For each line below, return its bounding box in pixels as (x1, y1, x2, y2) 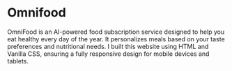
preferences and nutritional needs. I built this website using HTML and (7, 42, 209, 50)
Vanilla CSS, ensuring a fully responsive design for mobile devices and (7, 50, 210, 58)
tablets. (7, 57, 29, 65)
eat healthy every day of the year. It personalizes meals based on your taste (7, 34, 225, 43)
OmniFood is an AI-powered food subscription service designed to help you (7, 28, 225, 36)
